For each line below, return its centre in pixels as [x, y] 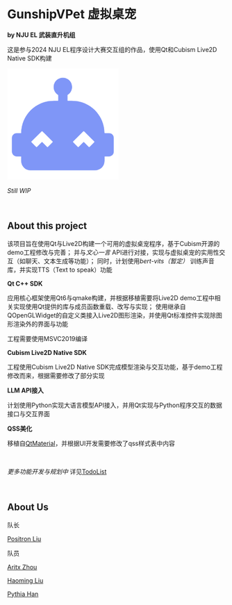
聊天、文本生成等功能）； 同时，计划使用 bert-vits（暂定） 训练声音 [120, 260]
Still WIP [19, 190]
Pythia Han [23, 594]
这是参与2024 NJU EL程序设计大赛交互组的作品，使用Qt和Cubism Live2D [112, 49]
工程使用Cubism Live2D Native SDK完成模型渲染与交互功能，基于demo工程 [115, 367]
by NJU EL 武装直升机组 [41, 35]
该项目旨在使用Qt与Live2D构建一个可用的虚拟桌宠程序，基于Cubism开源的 [114, 243]
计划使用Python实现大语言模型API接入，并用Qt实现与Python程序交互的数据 [115, 405]
